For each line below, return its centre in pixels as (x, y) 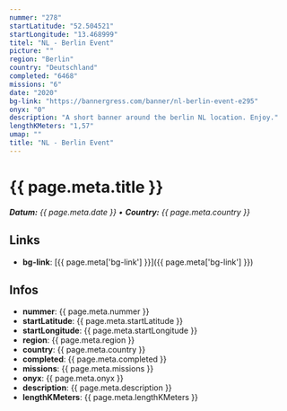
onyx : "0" (28, 109)
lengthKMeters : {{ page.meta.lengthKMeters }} (110, 398)
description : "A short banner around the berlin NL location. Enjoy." (144, 118)
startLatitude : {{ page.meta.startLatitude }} (103, 321)
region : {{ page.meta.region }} (78, 340)
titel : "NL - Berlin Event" (62, 43)
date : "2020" (34, 92)
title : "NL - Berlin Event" (62, 143)
